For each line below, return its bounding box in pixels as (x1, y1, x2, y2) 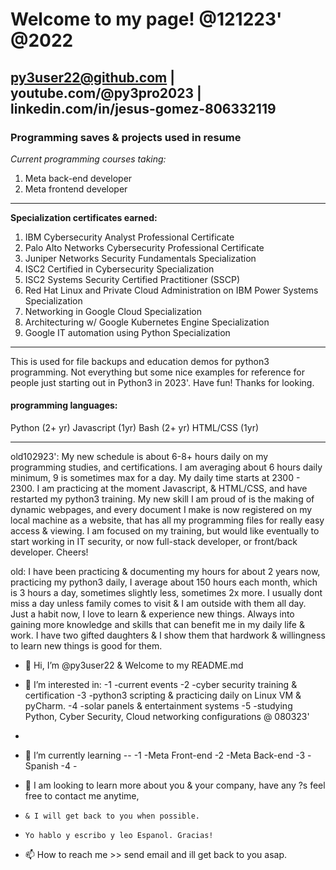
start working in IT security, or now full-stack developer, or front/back (10, 536, 298, 548)
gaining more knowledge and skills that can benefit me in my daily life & (10, 619, 305, 631)
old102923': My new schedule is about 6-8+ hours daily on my (10, 451, 269, 463)
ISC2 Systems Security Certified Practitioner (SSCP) (24, 273, 241, 285)
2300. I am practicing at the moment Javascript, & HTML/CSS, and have (10, 483, 308, 495)
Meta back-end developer (24, 172, 133, 184)
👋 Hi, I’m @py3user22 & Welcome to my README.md (24, 659, 244, 672)
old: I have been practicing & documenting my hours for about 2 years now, (10, 566, 321, 578)
